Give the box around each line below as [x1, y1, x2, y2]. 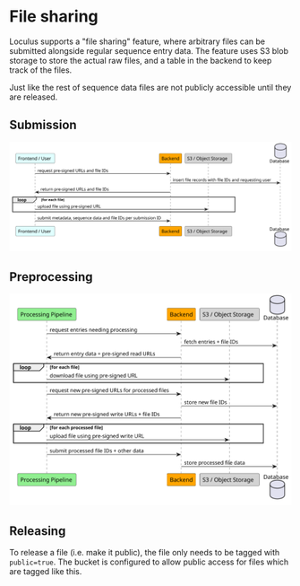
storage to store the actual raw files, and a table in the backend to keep [9, 55, 272, 66]
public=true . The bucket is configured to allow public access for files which [9, 556, 289, 567]
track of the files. [9, 65, 73, 75]
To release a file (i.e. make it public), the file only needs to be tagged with [9, 547, 280, 558]
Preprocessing [9, 269, 93, 284]
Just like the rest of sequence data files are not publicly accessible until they [9, 82, 292, 92]
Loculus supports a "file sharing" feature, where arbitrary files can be [9, 36, 266, 47]
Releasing [9, 523, 66, 538]
